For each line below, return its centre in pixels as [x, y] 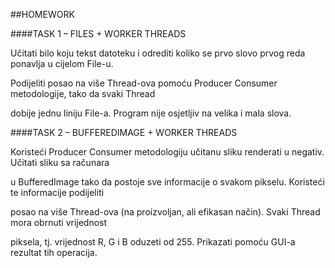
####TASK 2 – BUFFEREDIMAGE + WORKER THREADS [124, 132]
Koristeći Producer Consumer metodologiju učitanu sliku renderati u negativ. [167, 152]
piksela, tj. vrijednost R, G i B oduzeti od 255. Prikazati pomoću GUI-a [153, 242]
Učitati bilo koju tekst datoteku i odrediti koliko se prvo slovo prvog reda [158, 53]
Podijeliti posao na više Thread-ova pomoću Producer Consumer [144, 83]
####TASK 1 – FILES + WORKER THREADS [98, 33]
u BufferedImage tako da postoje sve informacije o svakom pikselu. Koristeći [167, 182]
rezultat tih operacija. [54, 252]
